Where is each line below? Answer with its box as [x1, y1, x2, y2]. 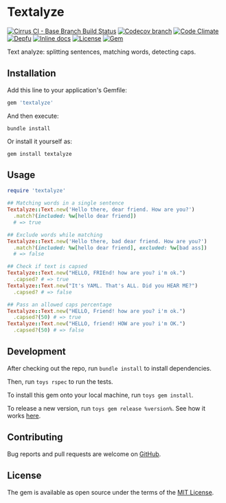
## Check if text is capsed [7, 263, 88, 270]
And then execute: [7, 112, 59, 120]
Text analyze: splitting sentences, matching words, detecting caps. [7, 48, 196, 56]
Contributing [7, 431, 63, 443]
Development [7, 346, 67, 358]
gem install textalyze [7, 150, 72, 157]
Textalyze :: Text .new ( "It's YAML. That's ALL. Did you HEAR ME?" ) [7, 282, 198, 289]
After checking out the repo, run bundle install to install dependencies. [7, 364, 212, 372]
